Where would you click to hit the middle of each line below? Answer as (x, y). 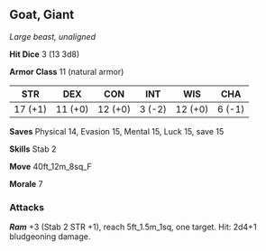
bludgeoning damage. (50, 237)
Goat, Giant (42, 15)
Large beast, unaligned (53, 36)
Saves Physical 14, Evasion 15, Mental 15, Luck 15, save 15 (117, 131)
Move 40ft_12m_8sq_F (50, 166)
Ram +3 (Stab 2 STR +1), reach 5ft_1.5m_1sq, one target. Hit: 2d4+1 (133, 227)
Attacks (27, 207)
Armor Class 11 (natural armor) (67, 71)
